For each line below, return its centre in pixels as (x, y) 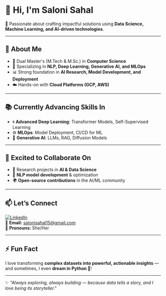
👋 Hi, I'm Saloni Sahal (49, 10)
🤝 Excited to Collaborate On (48, 158)
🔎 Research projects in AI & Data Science (54, 169)
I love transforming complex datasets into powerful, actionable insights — (82, 263)
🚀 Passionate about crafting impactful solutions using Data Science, (74, 24)
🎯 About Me (23, 49)
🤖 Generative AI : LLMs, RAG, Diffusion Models (60, 137)
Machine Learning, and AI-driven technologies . (55, 29)
